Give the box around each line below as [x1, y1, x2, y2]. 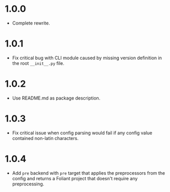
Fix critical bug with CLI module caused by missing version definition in [12, 55, 162, 61]
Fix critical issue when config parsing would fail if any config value [12, 130, 153, 136]
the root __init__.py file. [12, 60, 64, 66]
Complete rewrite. [12, 20, 51, 26]
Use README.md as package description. [12, 95, 101, 101]
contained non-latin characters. [12, 135, 79, 141]
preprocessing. [12, 181, 44, 187]
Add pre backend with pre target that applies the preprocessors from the [12, 170, 165, 176]
